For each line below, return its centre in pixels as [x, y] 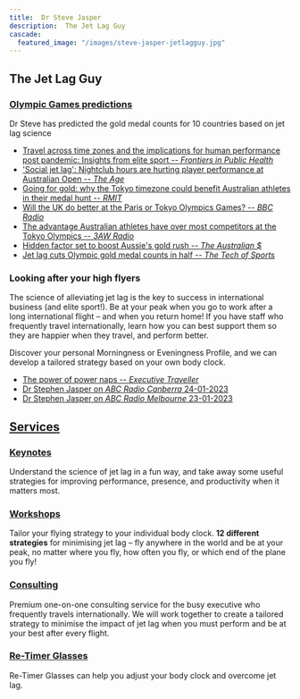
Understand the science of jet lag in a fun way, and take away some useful [146, 471]
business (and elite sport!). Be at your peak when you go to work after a [141, 307]
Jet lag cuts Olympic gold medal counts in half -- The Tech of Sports [148, 255]
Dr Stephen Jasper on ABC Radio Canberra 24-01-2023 [125, 389]
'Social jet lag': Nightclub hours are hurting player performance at [143, 169]
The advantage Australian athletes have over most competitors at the [149, 226]
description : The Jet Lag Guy [67, 26]
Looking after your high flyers [75, 278]
